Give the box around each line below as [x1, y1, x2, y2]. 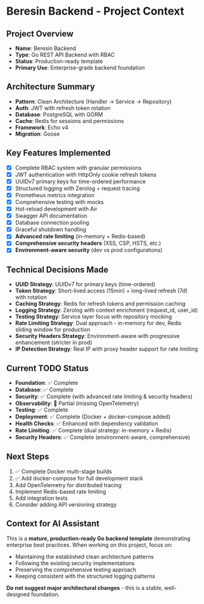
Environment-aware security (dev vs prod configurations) [15, 247, 163, 254]
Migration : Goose [15, 130, 60, 138]
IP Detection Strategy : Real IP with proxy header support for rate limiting [15, 345, 198, 353]
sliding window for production [15, 326, 90, 333]
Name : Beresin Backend [15, 44, 76, 52]
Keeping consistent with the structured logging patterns [15, 572, 155, 580]
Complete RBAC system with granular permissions [15, 164, 142, 171]
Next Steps [6, 452, 49, 462]
